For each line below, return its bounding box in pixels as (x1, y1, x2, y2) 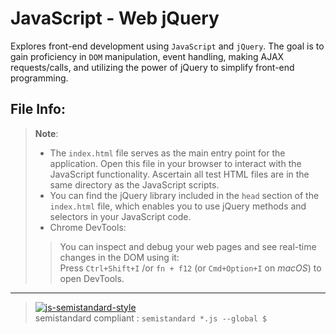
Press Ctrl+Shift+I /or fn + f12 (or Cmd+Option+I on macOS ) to (59, 262, 322, 274)
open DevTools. (59, 272, 125, 284)
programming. (10, 72, 69, 84)
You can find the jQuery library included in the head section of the (49, 189, 320, 201)
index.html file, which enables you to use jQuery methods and (49, 200, 307, 212)
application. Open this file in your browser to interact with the (49, 157, 302, 169)
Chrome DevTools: (49, 221, 127, 233)
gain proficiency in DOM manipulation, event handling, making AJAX (10, 50, 285, 62)
